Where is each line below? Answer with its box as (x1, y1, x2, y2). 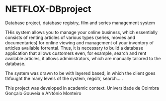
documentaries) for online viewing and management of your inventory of (5, 39, 154, 45)
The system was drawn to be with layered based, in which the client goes (5, 70, 156, 76)
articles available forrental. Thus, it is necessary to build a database (5, 45, 144, 51)
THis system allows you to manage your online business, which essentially (5, 29, 158, 35)
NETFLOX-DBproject (5, 3, 91, 15)
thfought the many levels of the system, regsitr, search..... (5, 75, 123, 81)
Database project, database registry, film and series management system (5, 20, 155, 26)
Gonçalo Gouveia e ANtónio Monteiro (5, 90, 82, 96)
